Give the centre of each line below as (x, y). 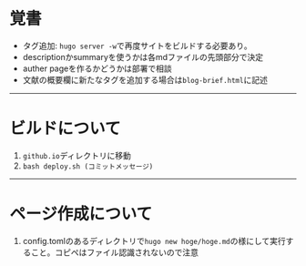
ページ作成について (81, 214)
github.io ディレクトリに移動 (77, 155)
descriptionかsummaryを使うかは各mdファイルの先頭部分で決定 (143, 56)
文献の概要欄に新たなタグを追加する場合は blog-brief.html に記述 (145, 79)
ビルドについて (65, 129)
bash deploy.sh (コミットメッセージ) (88, 166)
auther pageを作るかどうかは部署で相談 (97, 68)
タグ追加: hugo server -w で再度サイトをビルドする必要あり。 (137, 46)
